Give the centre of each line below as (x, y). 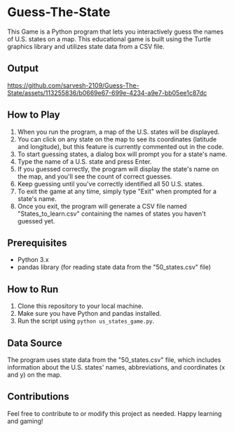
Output (23, 68)
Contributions (38, 397)
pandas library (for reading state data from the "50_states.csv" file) (114, 267)
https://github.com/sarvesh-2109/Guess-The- (73, 85)
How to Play (34, 115)
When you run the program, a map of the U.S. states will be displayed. (118, 132)
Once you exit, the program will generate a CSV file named (102, 206)
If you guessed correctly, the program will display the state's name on (118, 169)
